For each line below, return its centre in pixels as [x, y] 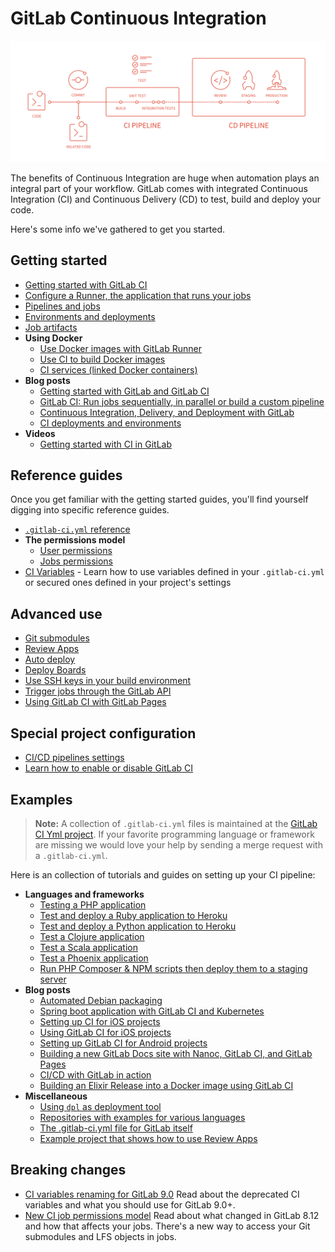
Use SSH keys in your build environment [108, 681]
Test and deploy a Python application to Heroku [138, 926]
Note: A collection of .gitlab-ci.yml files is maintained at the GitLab [176, 823]
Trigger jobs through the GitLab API [98, 691]
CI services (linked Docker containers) [118, 369]
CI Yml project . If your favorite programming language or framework [174, 834]
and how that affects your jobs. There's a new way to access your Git [167, 1226]
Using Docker [53, 338]
